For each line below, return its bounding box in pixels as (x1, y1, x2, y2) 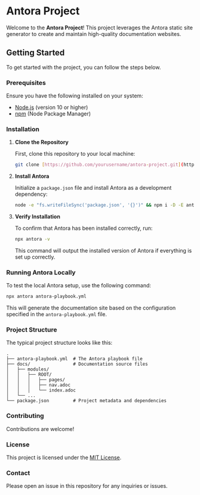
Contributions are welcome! (6, 425, 75, 432)
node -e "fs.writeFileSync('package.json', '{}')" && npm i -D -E (14, 202, 184, 208)
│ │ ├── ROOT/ (6, 372, 52, 378)
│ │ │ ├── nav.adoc (6, 382, 70, 388)
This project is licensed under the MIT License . (6, 454, 122, 461)
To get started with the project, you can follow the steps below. (6, 63, 161, 71)
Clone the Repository (14, 139, 69, 146)
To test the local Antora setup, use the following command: (6, 282, 151, 289)
